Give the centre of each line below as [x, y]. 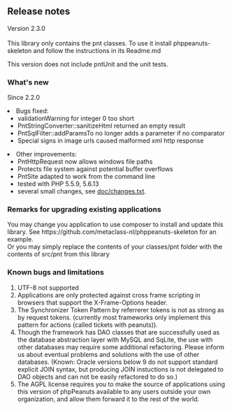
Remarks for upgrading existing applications [85, 210]
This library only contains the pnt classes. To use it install [90, 43]
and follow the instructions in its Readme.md [97, 50]
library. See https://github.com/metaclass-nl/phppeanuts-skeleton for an [112, 232]
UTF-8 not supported [48, 287]
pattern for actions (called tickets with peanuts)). [88, 325]
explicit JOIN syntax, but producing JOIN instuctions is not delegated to [120, 369]
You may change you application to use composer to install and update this [115, 225]
